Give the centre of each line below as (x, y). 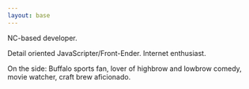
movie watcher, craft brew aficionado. (69, 76)
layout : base (29, 15)
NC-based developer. (43, 38)
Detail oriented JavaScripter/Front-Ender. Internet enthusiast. (107, 53)
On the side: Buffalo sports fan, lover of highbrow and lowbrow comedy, (124, 69)
